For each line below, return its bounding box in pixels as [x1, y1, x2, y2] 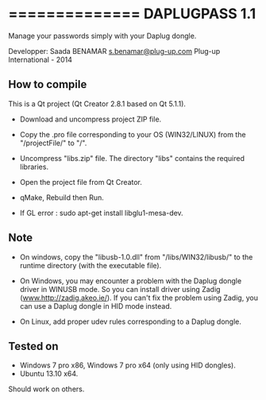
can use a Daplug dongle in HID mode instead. [19, 301, 172, 310]
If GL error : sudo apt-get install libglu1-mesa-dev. [19, 208, 184, 217]
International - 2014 [8, 55, 73, 64]
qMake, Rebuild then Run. [19, 192, 105, 202]
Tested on [8, 339, 59, 353]
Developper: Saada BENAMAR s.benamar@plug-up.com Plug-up [8, 46, 221, 56]
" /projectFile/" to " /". [19, 138, 87, 148]
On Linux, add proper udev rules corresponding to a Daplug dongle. [19, 317, 242, 326]
